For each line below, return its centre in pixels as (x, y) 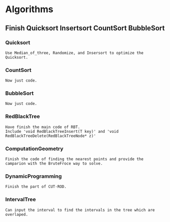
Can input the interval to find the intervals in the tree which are (80, 210)
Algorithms (29, 9)
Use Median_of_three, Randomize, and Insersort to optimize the (74, 53)
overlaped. (17, 214)
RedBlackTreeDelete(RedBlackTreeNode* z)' (51, 136)
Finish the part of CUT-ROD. (36, 187)
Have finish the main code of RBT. (43, 127)
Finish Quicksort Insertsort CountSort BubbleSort (85, 28)
